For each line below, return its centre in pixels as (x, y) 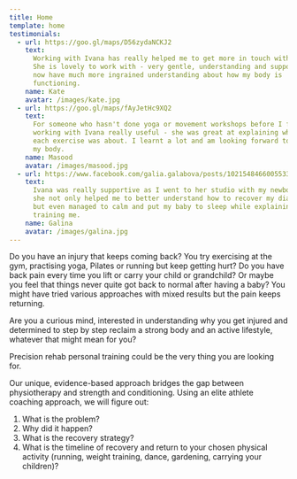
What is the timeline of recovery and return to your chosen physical (145, 447)
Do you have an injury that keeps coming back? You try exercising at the (141, 257)
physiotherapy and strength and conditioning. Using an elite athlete (131, 393)
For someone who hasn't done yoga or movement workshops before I (157, 125)
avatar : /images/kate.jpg (73, 100)
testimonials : (35, 34)
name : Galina (49, 223)
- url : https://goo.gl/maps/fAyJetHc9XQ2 (95, 108)
